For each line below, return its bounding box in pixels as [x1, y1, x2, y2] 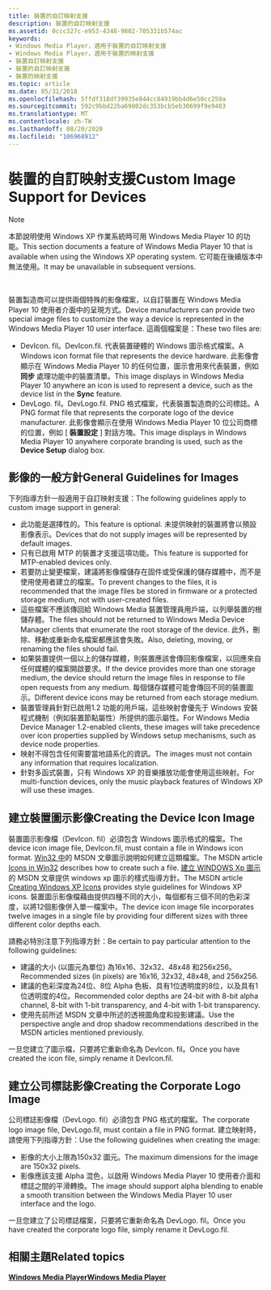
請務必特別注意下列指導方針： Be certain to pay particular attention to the [8, 936, 251, 946]
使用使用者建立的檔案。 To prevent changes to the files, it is [19, 577, 218, 587]
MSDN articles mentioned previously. [19, 1027, 144, 1038]
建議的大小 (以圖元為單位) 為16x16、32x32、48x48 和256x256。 [19, 962, 236, 972]
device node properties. [19, 739, 100, 749]
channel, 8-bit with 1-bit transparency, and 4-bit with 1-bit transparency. [19, 1001, 260, 1010]
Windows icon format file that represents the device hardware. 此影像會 [19, 350, 259, 361]
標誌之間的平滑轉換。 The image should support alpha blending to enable [19, 1181, 264, 1190]
